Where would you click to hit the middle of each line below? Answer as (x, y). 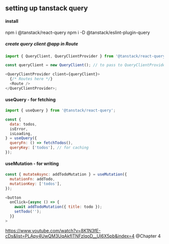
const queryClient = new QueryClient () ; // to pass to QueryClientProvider (86, 65)
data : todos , (23, 124)
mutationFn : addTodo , (32, 179)
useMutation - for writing (32, 164)
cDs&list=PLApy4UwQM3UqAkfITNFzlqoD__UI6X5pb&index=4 (70, 236)
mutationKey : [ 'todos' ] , (36, 184)
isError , (19, 129)
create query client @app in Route (42, 44)
